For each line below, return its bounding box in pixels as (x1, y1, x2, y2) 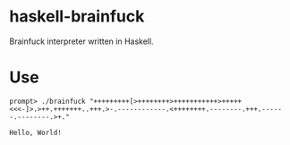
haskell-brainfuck (9, 6, 145, 27)
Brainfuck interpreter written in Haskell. (9, 36, 154, 47)
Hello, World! (9, 128, 63, 137)
